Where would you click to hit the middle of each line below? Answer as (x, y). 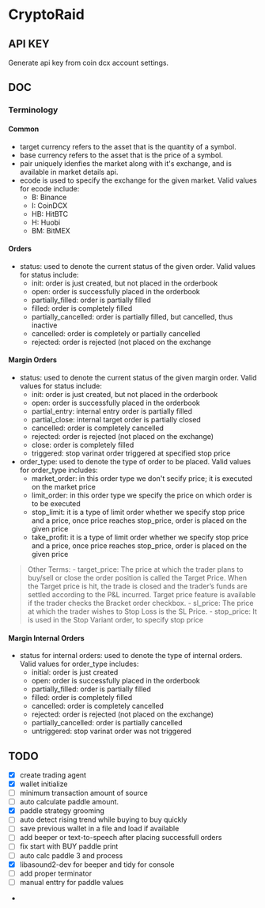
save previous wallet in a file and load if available (99, 829)
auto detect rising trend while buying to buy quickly (103, 819)
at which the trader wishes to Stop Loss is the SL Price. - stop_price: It (142, 611)
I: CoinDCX (49, 205)
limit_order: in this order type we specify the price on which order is (142, 495)
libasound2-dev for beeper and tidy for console (97, 864)
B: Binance (49, 197)
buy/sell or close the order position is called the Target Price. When (137, 577)
